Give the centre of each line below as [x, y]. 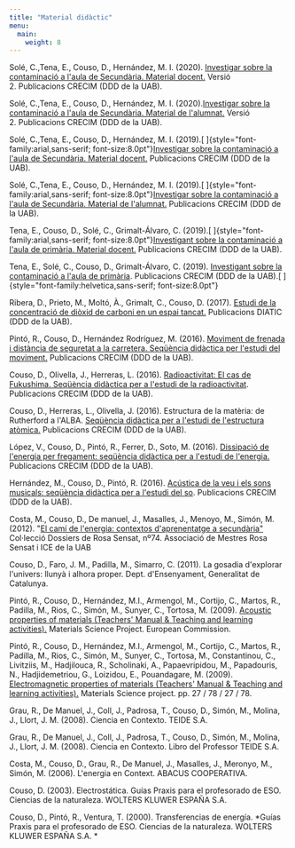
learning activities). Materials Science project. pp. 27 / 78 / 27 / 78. [131, 693]
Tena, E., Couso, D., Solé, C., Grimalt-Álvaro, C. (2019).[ [110, 231]
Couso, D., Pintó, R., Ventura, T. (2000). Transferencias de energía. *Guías [145, 817]
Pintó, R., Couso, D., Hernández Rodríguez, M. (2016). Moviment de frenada [147, 339]
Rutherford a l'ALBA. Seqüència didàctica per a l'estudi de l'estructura [137, 420]
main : [27, 34]
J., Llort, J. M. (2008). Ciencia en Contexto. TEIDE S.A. [109, 720]
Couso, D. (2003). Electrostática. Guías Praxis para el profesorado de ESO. [145, 790]
